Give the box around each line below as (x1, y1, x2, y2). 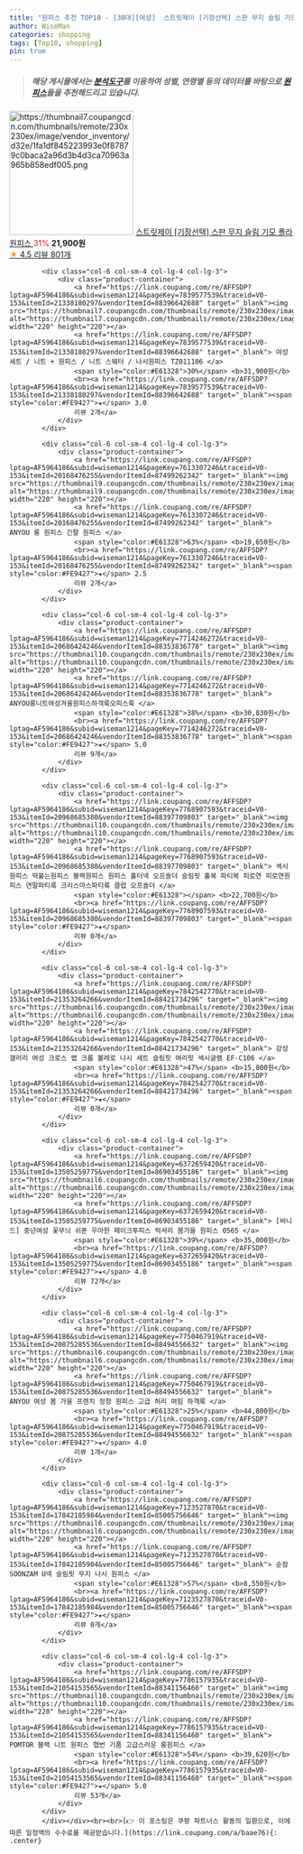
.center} (9, 1837, 42, 1846)
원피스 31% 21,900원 (9, 238, 86, 249)
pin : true (9, 47, 47, 56)
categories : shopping (9, 30, 91, 39)
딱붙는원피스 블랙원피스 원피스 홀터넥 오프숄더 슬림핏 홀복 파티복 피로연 (31, 872, 262, 881)
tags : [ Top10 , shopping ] (9, 38, 103, 48)
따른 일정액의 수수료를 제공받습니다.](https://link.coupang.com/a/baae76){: (9, 1829, 278, 1838)
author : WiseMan (9, 22, 70, 31)
